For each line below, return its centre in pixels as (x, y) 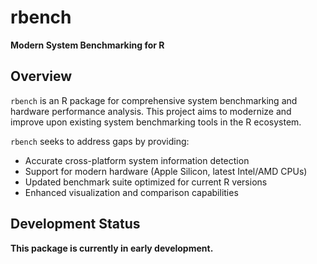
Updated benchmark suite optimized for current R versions (146, 182)
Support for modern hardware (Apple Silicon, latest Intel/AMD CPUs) (166, 171)
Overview (41, 76)
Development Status (75, 224)
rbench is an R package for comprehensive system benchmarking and (154, 100)
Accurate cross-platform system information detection (137, 160)
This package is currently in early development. (112, 248)
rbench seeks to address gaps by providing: (100, 141)
